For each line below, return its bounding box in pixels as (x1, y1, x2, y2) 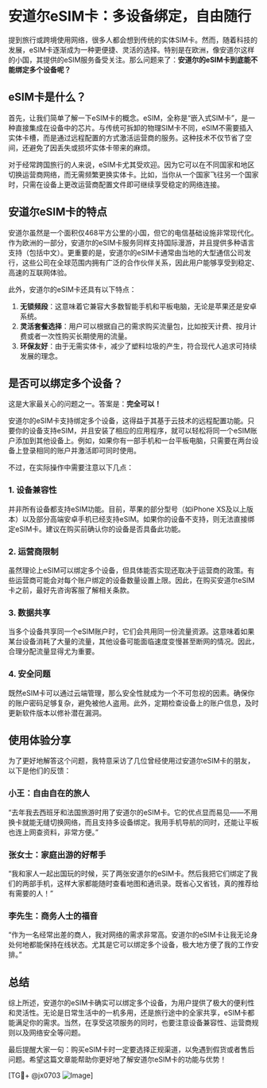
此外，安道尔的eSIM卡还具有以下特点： (8, 284, 137, 294)
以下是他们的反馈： (8, 766, 72, 775)
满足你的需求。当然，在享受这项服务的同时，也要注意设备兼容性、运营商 (14, 1018, 252, 1028)
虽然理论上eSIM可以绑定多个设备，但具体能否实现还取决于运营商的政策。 (8, 565, 248, 575)
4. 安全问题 (8, 669, 51, 680)
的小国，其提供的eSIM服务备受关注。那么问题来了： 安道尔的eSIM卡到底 (8, 55, 245, 64)
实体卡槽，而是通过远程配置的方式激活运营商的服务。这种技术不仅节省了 (8, 133, 245, 142)
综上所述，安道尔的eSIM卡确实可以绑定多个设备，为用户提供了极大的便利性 (8, 998, 255, 1008)
